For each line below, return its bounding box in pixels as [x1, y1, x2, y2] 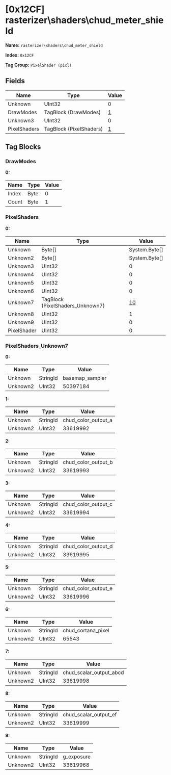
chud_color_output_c [63, 501, 113, 508]
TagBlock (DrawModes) [44, 109, 101, 116]
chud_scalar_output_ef [63, 711, 117, 718]
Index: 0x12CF [5, 52, 34, 58]
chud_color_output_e [63, 585, 113, 592]
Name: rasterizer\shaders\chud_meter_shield [5, 42, 103, 48]
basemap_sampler [63, 375, 107, 382]
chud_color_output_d [63, 543, 113, 550]
